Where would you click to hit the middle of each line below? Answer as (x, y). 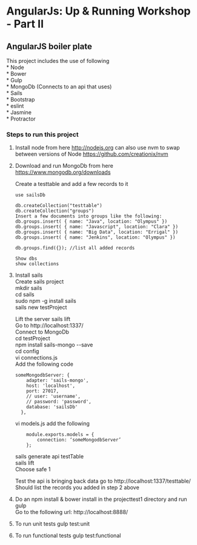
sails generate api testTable (49, 457)
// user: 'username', (53, 397)
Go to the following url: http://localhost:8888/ (72, 512)
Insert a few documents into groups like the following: (88, 216)
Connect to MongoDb (42, 332)
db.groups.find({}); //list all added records (75, 248)
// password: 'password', (59, 402)
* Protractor (21, 119)
